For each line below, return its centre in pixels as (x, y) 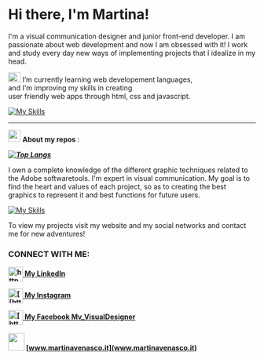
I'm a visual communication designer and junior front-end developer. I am (127, 36)
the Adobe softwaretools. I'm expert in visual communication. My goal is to (129, 178)
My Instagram (48, 296)
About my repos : (51, 139)
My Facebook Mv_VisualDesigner (80, 317)
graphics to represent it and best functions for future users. (104, 195)
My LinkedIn (45, 274)
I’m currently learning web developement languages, (108, 79)
